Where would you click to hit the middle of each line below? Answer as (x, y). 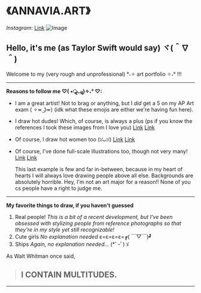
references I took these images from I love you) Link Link (85, 127)
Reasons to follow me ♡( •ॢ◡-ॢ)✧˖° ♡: (54, 91)
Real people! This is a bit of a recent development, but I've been (94, 217)
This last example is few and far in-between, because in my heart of (99, 169)
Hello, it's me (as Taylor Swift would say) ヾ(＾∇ (98, 48)
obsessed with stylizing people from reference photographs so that (98, 223)
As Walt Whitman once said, (41, 256)
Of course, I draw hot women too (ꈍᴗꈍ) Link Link (75, 139)
